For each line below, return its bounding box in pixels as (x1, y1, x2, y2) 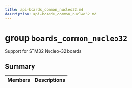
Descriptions (34, 77, 66, 84)
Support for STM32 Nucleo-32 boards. (5, 48, 83, 54)
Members (7, 77, 31, 84)
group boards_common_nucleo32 (5, 32, 128, 44)
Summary (5, 62, 35, 71)
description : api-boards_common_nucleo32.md (5, 12, 97, 16)
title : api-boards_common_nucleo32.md (5, 7, 83, 12)
